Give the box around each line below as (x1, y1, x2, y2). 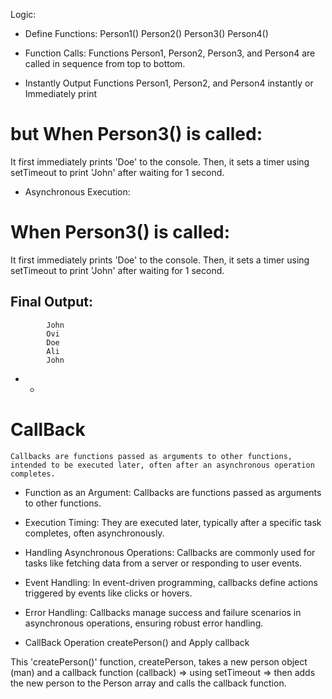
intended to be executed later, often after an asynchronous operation (10, 460, 315, 470)
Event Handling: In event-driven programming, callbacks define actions (24, 576, 318, 588)
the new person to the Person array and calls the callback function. (10, 677, 287, 689)
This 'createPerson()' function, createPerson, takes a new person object (10, 655, 308, 668)
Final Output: (10, 294, 93, 311)
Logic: (10, 9, 37, 20)
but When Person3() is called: (10, 123, 263, 146)
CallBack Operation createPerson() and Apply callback (24, 636, 250, 648)
